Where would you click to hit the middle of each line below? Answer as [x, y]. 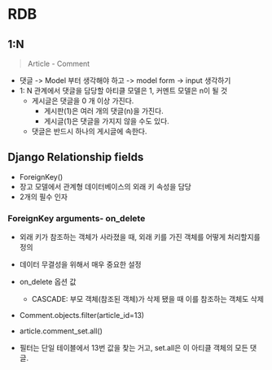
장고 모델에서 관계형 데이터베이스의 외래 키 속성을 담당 [105, 186]
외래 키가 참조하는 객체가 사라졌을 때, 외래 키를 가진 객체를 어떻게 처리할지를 [140, 237]
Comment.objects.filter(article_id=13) [81, 316]
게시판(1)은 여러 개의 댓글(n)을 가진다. [103, 111]
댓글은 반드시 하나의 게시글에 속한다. [89, 131]
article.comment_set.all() [61, 331]
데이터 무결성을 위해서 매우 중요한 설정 [80, 264]
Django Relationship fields [76, 157]
